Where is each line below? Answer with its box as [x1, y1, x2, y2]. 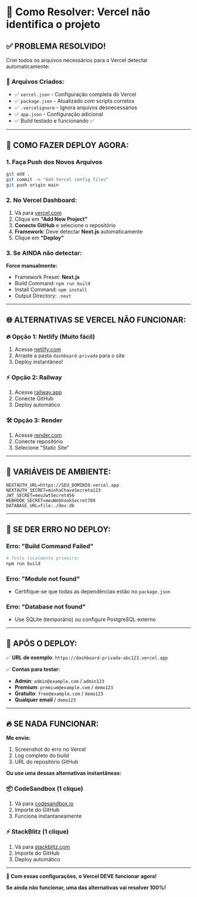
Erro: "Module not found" [6, 575, 80, 583]
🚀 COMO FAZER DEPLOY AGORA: [6, 140, 129, 150]
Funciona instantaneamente [14, 812, 82, 820]
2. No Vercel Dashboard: [6, 196, 77, 204]
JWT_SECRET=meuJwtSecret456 [6, 493, 75, 498]
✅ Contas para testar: [6, 666, 60, 673]
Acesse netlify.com [14, 346, 62, 353]
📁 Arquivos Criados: [6, 77, 64, 86]
